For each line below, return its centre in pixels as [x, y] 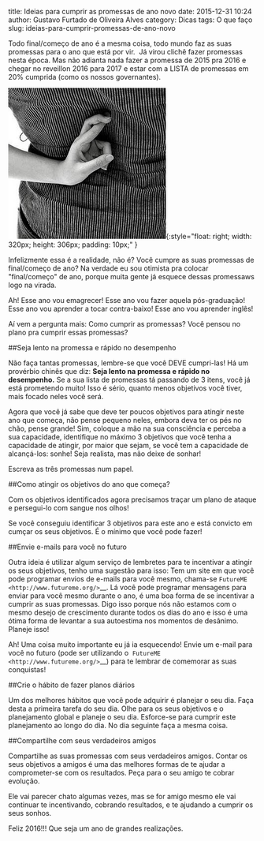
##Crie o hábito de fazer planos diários [72, 685]
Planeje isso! [29, 629]
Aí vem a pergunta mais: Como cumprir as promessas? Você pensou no [125, 324]
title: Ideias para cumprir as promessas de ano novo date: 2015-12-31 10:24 [130, 11]
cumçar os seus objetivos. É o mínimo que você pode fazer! [105, 531]
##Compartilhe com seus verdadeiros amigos [82, 740]
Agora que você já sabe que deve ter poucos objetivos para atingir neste [126, 412]
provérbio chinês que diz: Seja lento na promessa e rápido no [109, 371]
